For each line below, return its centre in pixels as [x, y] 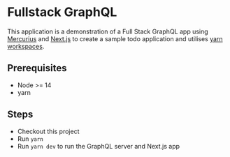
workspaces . [26, 46]
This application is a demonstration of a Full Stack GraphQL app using [108, 31]
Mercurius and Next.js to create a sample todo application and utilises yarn [115, 38]
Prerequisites [37, 68]
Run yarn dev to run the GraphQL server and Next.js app [99, 146]
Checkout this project [48, 131]
